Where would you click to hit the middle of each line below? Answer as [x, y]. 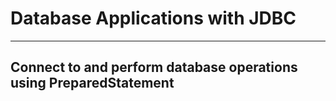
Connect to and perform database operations [154, 67]
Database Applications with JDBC [153, 18]
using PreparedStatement [92, 83]
